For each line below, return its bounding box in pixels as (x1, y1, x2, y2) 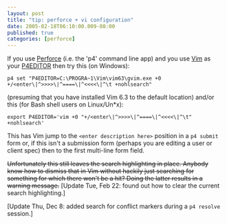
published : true (7, 29, 54, 36)
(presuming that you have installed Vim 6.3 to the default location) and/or (7, 93, 215, 102)
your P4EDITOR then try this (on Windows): (7, 62, 130, 70)
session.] (7, 210, 33, 218)
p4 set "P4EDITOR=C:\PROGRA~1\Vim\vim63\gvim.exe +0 (7, 75, 162, 82)
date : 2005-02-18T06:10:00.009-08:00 (7, 23, 116, 30)
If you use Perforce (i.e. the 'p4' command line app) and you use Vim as (7, 54, 211, 63)
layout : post (7, 10, 45, 17)
